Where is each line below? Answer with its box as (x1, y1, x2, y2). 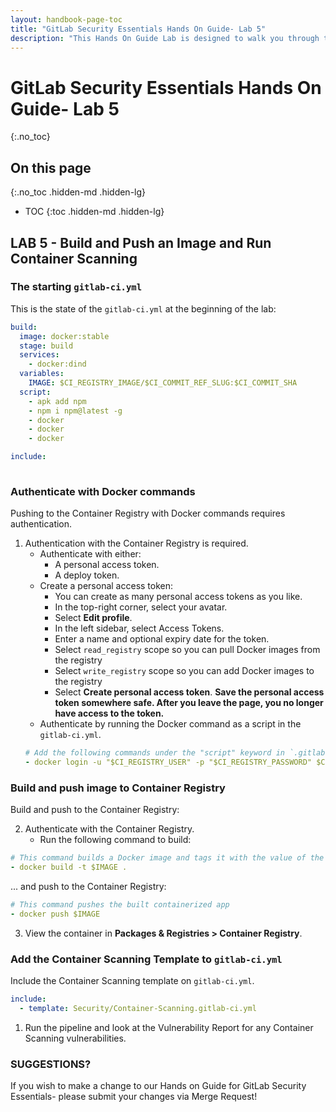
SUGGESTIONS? (10, 1057, 92, 1071)
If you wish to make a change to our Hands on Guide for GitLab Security (10, 1080, 307, 1092)
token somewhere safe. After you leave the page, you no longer (54, 697, 324, 709)
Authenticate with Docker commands (10, 484, 196, 498)
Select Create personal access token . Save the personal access (54, 686, 325, 698)
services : (19, 350, 60, 360)
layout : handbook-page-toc (10, 14, 123, 25)
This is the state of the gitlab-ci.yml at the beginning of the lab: (10, 302, 277, 315)
